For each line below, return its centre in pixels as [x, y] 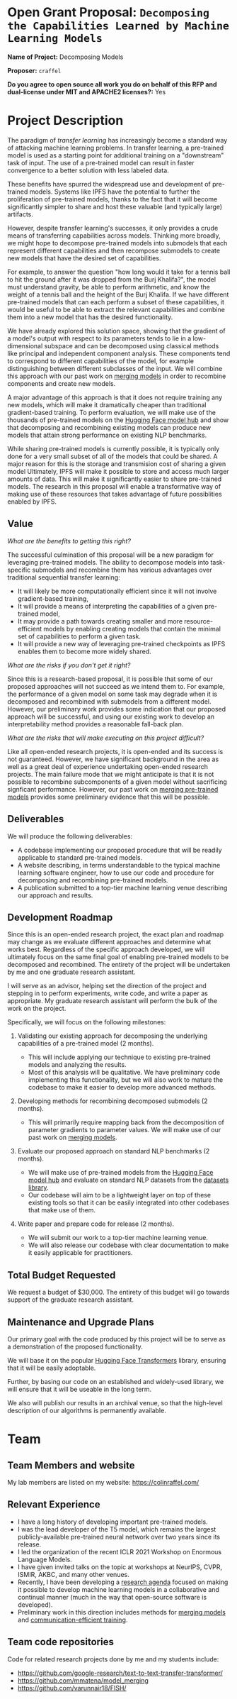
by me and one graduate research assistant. [71, 972]
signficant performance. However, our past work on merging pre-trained [113, 789]
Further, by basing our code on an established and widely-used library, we [116, 1381]
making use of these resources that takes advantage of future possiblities [115, 494]
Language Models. [45, 1559]
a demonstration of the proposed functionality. [75, 1346]
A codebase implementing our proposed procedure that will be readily [120, 850]
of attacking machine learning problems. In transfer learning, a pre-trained [116, 148]
